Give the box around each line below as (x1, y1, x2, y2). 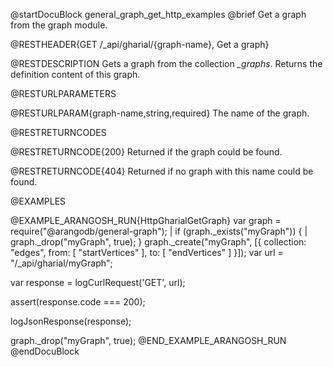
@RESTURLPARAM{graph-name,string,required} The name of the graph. (10, 107, 310, 119)
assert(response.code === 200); (10, 296, 146, 308)
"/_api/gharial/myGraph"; (10, 257, 113, 269)
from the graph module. (10, 19, 108, 31)
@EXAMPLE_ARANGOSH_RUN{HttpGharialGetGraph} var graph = (10, 215, 282, 226)
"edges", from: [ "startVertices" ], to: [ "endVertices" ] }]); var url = (10, 247, 284, 258)
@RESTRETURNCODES (10, 127, 107, 138)
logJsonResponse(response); (10, 315, 132, 327)
